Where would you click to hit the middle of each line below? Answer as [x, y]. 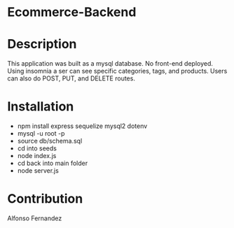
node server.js [38, 171]
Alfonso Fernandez [35, 218]
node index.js [37, 156]
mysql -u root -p [41, 134]
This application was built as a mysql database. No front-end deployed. [110, 64]
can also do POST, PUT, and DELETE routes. [71, 78]
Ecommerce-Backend [72, 12]
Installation [41, 107]
